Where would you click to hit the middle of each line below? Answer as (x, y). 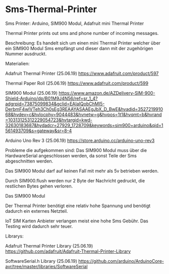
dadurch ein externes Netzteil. (37, 211)
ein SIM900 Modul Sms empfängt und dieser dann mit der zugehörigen (79, 48)
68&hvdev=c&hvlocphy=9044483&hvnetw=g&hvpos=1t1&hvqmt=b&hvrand (84, 114)
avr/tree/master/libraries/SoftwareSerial (46, 266)
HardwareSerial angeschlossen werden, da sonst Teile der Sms (71, 155)
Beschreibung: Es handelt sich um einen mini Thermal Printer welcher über (83, 43)
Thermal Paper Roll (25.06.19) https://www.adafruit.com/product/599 (77, 83)
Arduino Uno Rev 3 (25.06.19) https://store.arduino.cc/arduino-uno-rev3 (80, 140)
